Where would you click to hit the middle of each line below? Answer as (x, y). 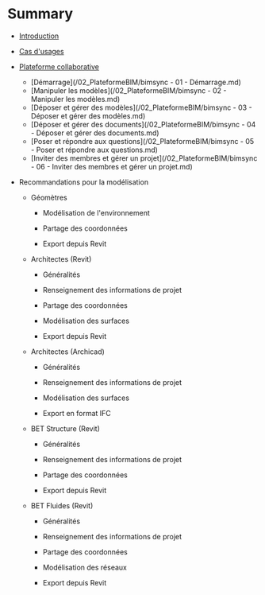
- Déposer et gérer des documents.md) (95, 133)
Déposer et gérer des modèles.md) (88, 115)
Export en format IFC (77, 413)
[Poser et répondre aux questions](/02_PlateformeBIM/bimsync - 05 (142, 141)
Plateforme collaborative (59, 66)
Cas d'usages (41, 51)
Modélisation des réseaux (85, 567)
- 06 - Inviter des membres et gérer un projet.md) (111, 166)
